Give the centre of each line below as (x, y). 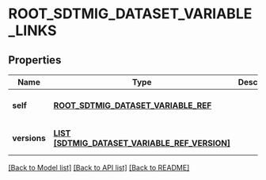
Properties (35, 60)
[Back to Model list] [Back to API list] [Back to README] (99, 168)
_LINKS (32, 31)
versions (29, 138)
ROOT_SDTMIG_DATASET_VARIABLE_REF (133, 105)
